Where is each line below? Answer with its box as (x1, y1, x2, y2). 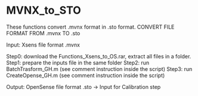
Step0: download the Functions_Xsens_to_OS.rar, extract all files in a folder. (6, 52, 191, 60)
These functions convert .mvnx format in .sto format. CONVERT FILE (6, 23, 175, 30)
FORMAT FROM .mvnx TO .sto (6, 29, 81, 36)
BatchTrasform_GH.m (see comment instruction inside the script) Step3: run (6, 65, 193, 72)
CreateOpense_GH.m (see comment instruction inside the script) (6, 72, 165, 79)
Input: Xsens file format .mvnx (6, 41, 81, 48)
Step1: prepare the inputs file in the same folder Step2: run (6, 59, 150, 66)
